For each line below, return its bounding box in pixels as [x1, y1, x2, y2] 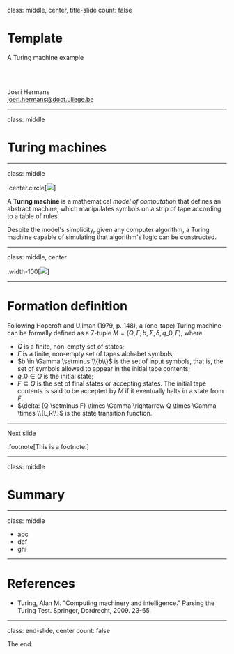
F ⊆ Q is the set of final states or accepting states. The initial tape [17, 379, 207, 388]
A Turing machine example [7, 53, 84, 61]
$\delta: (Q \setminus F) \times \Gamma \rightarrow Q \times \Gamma [17, 401, 217, 410]
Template [7, 31, 63, 46]
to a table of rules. [7, 212, 60, 220]
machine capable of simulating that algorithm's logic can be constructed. [7, 233, 217, 241]
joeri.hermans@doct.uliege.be [7, 95, 94, 103]
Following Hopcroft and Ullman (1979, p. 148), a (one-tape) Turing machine [7, 321, 221, 330]
